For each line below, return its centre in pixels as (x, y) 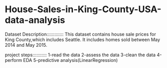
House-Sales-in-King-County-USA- (83, 9)
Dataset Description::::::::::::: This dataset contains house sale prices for (80, 34)
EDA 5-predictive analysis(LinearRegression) (71, 60)
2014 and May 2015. (26, 45)
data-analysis (35, 20)
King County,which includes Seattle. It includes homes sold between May (82, 40)
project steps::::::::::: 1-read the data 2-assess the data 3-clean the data (80, 55)
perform (14, 60)
